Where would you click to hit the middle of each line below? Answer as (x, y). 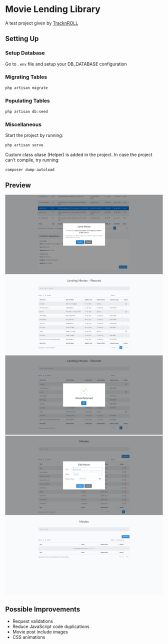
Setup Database (25, 53)
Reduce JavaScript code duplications (51, 626)
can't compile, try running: (32, 160)
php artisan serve (24, 145)
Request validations (33, 621)
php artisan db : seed (27, 112)
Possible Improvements (43, 609)
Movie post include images (40, 632)
